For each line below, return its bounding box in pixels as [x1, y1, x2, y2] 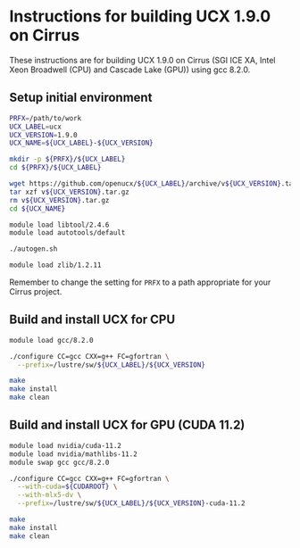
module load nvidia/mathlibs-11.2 [9, 449, 138, 459]
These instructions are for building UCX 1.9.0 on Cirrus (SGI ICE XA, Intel [9, 54, 276, 65]
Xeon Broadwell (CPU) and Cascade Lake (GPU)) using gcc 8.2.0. [9, 64, 251, 75]
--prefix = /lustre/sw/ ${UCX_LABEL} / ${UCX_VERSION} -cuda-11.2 [17, 499, 246, 508]
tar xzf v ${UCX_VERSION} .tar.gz [9, 187, 129, 196]
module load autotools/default [9, 228, 126, 237]
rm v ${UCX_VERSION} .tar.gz [9, 195, 110, 204]
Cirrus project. [9, 286, 62, 296]
